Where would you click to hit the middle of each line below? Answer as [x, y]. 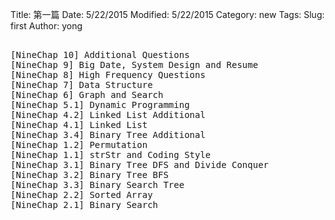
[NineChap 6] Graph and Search [87, 94]
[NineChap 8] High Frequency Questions [108, 74]
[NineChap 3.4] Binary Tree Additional [108, 134]
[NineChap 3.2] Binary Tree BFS [89, 174]
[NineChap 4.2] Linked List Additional [108, 114]
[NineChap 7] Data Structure [81, 84]
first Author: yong [46, 26]
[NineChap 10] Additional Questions [100, 54]
